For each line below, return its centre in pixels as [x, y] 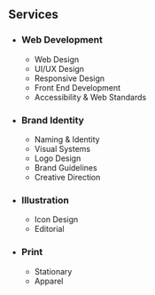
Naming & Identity [67, 139]
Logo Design [58, 158]
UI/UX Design [59, 68]
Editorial [49, 229]
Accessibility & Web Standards [90, 97]
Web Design [57, 59]
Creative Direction [67, 177]
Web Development [62, 40]
